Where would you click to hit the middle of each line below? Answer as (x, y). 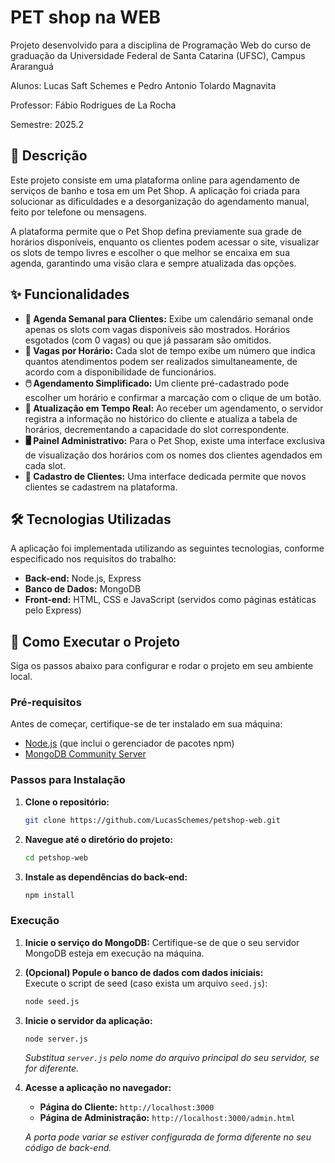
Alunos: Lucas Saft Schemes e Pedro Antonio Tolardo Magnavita (143, 85)
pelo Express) (53, 610)
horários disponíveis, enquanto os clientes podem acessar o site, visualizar (165, 242)
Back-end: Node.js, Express (83, 578)
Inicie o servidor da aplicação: (88, 1020)
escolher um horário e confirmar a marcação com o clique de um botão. (173, 397)
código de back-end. (68, 1148)
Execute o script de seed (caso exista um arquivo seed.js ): (146, 983)
